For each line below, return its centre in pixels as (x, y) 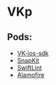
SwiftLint (29, 68)
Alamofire (31, 75)
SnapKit (28, 61)
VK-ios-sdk (33, 53)
